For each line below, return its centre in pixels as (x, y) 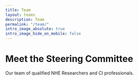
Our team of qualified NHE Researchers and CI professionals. (70, 73)
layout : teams (20, 15)
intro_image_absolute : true (35, 29)
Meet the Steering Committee (69, 59)
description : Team (25, 19)
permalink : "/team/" (27, 24)
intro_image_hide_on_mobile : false (43, 34)
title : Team (18, 10)
